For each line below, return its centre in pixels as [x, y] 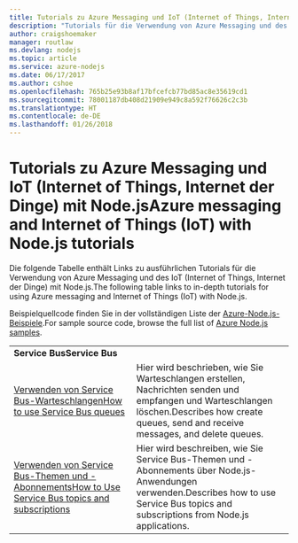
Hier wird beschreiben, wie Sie [200, 448]
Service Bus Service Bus [66, 353]
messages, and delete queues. [200, 433]
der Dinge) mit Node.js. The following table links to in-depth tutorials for [139, 287]
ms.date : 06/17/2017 [47, 75]
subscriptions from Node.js [193, 515]
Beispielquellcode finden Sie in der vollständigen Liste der [115, 313]
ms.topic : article [43, 58]
